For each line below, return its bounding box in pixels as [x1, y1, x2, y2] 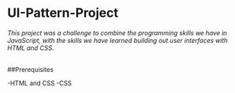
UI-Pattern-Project [7, 5, 119, 21]
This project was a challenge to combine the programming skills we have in [7, 28, 227, 37]
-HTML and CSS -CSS [7, 79, 72, 87]
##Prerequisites [7, 66, 54, 74]
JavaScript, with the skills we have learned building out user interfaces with [7, 36, 228, 44]
